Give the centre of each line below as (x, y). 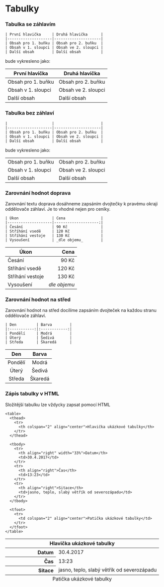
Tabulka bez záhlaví (30, 113)
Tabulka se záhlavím (30, 24)
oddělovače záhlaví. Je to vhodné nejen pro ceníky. (58, 209)
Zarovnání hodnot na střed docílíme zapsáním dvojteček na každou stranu (81, 310)
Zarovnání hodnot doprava (38, 193)
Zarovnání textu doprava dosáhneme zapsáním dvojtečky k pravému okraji (82, 204)
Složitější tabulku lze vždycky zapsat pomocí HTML (58, 405)
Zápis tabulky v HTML (32, 394)
